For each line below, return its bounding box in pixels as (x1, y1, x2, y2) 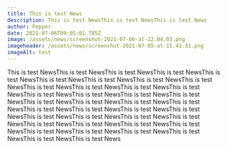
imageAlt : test (7, 49, 52, 56)
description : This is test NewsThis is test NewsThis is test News (7, 17, 208, 24)
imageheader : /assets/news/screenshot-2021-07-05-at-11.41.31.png (7, 42, 204, 49)
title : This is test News (7, 10, 82, 17)
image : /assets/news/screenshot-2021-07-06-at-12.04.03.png (7, 36, 186, 43)
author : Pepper (7, 23, 52, 30)
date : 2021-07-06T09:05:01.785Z (7, 29, 101, 37)
